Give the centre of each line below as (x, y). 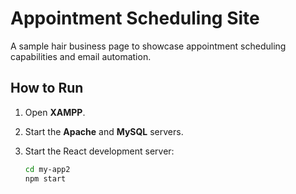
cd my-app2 (47, 169)
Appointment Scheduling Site (135, 18)
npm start (45, 178)
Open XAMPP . (55, 112)
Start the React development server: (99, 151)
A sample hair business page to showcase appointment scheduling (148, 46)
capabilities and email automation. (81, 56)
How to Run (47, 88)
